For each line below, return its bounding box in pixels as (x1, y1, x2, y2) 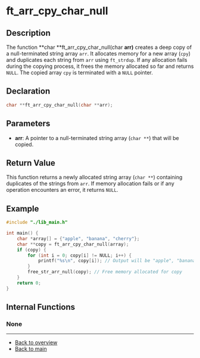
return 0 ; (17, 280, 42, 286)
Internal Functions (6, 302, 76, 312)
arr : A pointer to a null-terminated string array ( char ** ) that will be (14, 134, 180, 141)
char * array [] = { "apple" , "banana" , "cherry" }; (17, 235, 140, 242)
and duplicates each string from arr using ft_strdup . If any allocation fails (6, 57, 187, 63)
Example (6, 204, 39, 214)
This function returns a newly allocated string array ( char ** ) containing (6, 174, 183, 181)
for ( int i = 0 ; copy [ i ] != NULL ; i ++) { (27, 252, 132, 259)
